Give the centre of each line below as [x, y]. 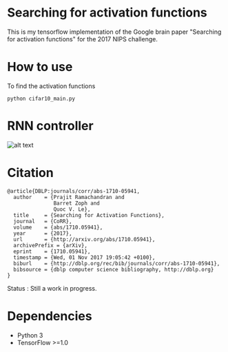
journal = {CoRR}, [43, 221]
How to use [40, 67]
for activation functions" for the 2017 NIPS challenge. [83, 39]
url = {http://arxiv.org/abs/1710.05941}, [84, 239]
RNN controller [51, 126]
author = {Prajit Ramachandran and [69, 197]
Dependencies [50, 316]
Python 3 [30, 335]
